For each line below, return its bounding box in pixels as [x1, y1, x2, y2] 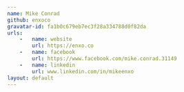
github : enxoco [7, 17, 51, 24]
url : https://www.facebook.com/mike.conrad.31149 [32, 55, 177, 62]
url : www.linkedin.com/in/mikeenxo [32, 68, 134, 75]
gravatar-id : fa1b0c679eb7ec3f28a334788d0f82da [7, 23, 147, 30]
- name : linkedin [19, 62, 76, 68]
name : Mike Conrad [7, 10, 60, 17]
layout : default [7, 74, 54, 82]
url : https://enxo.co [32, 42, 94, 49]
